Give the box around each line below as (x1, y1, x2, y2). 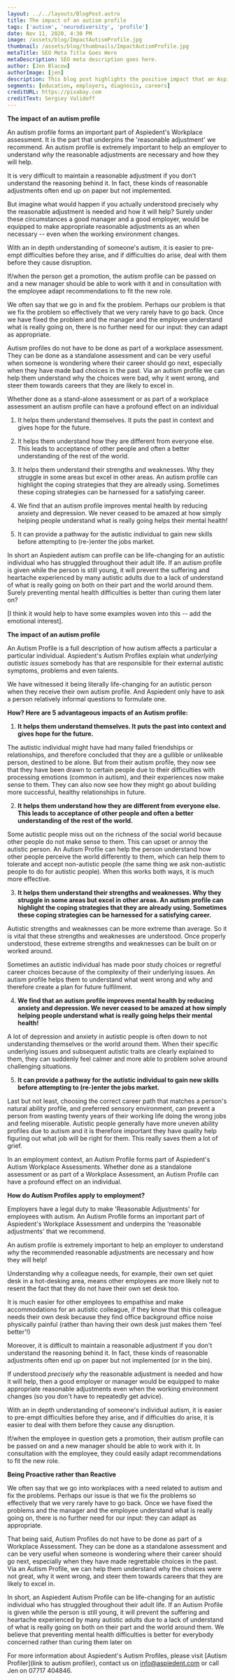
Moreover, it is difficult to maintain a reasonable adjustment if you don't (7, 1342, 213, 1349)
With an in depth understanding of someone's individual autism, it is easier (7, 1405, 222, 1414)
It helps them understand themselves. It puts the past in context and (17, 416, 215, 424)
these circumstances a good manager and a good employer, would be (7, 215, 209, 223)
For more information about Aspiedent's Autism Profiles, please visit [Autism (7, 1651, 227, 1660)
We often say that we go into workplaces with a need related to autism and (7, 1484, 222, 1492)
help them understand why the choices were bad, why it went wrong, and (7, 373, 220, 382)
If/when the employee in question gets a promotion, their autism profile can (7, 1434, 224, 1443)
